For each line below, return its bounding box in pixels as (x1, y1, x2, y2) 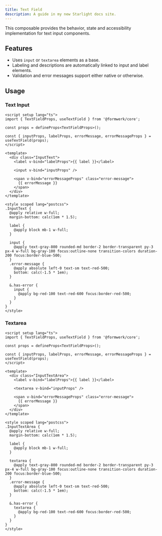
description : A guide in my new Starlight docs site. (5, 12, 117, 17)
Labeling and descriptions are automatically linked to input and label (12, 62, 149, 68)
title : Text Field (5, 7, 42, 12)
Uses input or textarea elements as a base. (12, 57, 100, 63)
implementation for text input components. (5, 30, 90, 36)
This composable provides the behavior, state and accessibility (5, 25, 131, 31)
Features (5, 44, 33, 53)
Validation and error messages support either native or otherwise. (12, 73, 144, 78)
